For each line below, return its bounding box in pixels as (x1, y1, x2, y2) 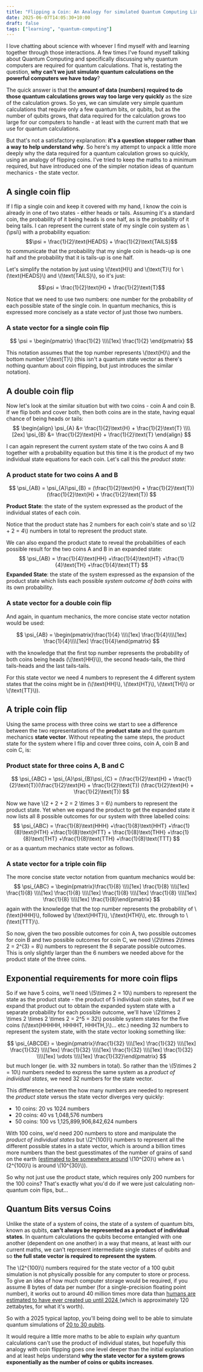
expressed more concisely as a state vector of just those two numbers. (6, 309, 183, 316)
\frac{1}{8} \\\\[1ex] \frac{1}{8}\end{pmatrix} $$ (42, 896, 161, 903)
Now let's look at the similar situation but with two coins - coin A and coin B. (6, 402, 196, 409)
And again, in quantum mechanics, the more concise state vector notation (6, 613, 190, 620)
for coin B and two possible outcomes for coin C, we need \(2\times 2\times (6, 937, 195, 944)
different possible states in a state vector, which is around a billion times (6, 1142, 186, 1149)
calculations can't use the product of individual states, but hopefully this (6, 1339, 186, 1347)
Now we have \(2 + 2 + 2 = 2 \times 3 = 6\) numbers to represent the (6, 799, 178, 807)
